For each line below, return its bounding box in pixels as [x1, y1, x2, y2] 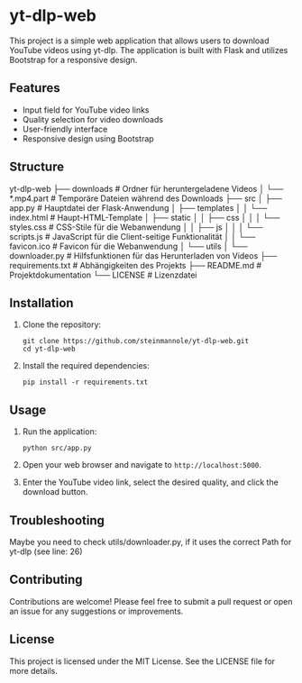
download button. [22, 487, 88, 497]
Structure [9, 159, 65, 175]
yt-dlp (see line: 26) [9, 546, 83, 557]
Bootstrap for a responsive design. [9, 54, 138, 65]
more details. [9, 665, 59, 676]
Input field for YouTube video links [22, 105, 151, 115]
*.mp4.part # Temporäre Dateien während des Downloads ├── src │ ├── [9, 193, 282, 204]
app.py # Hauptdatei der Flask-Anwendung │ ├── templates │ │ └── [9, 202, 268, 213]
